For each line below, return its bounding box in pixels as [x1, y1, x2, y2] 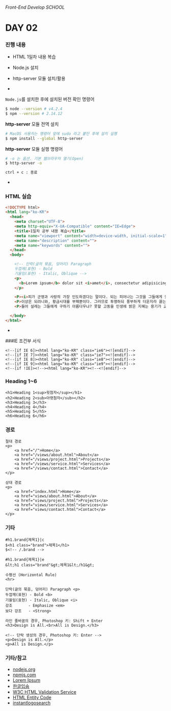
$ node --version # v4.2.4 [5, 106, 63, 112]
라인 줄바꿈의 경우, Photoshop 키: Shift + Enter [5, 618, 103, 623]
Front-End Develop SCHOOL [5, 4, 65, 10]
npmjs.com [12, 672, 37, 678]
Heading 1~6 [5, 377, 37, 385]
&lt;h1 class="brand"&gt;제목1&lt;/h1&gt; [5, 562, 95, 567]
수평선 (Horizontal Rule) [5, 572, 57, 577]
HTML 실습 [5, 193, 32, 200]
